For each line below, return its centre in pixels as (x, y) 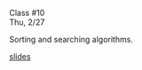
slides (20, 56)
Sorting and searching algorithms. (71, 39)
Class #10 (27, 13)
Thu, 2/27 (27, 22)
